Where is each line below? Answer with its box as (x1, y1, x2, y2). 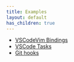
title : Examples (6, 8, 47, 15)
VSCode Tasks (14, 43, 52, 50)
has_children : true (6, 20, 55, 26)
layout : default (6, 14, 47, 20)
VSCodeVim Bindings (14, 37, 68, 44)
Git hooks (14, 49, 39, 57)
